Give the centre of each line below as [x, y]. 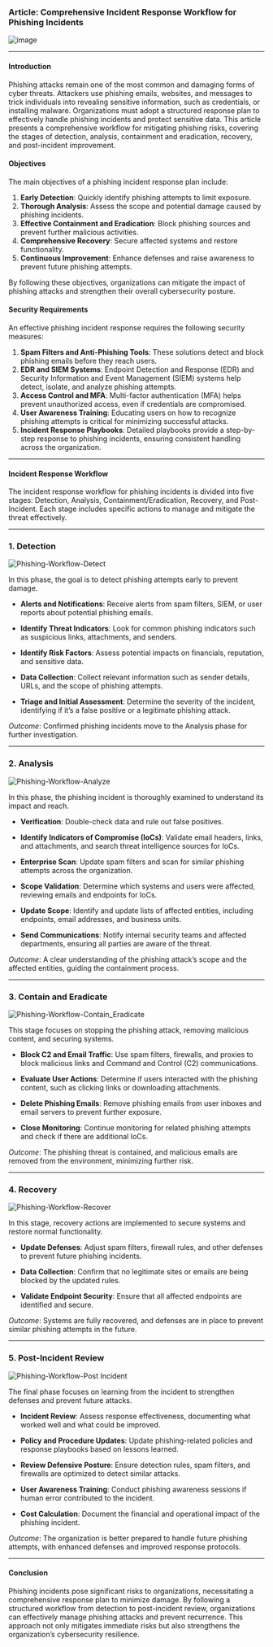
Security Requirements [48, 310]
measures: [26, 336]
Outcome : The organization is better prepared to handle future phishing [128, 1538]
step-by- [241, 430]
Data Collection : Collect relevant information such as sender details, [135, 677]
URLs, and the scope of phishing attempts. [91, 686]
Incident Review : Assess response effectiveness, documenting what [135, 1416]
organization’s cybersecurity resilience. [74, 1634]
